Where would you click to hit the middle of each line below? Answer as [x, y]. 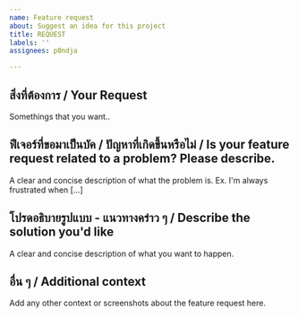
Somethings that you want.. [60, 116]
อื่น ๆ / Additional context [77, 282]
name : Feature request [51, 17]
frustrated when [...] [46, 190]
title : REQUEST [38, 34]
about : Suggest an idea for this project [88, 26]
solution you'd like [62, 232]
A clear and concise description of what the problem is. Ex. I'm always [139, 180]
